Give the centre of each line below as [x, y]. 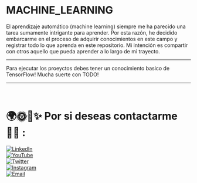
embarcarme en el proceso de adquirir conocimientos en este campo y [92, 39]
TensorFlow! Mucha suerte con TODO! [52, 74]
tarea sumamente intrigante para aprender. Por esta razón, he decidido [92, 32]
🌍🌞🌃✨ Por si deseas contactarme [92, 116]
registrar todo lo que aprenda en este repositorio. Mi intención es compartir [97, 45]
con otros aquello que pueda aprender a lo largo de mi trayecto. [83, 51]
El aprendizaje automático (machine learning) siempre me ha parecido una [96, 26]
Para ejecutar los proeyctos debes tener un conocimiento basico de [88, 68]
